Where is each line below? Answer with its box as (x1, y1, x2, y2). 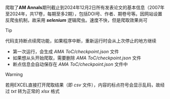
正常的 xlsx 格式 (26, 88, 60, 94)
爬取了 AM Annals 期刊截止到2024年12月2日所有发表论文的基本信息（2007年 (5, 5, 165, 10)
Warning (5, 72, 23, 77)
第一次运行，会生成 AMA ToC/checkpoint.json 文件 (12, 49, 119, 54)
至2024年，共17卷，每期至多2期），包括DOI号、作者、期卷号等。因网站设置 (5, 11, 162, 17)
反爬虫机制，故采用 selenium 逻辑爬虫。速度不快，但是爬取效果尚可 (5, 17, 148, 23)
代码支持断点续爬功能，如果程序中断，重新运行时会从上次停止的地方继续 (5, 38, 156, 44)
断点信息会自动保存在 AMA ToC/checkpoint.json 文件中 (12, 61, 128, 67)
